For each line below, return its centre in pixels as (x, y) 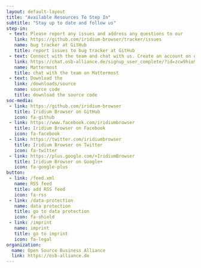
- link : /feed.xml (32, 178)
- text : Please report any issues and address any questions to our (96, 34)
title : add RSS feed (40, 189)
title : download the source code (56, 95)
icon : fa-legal (33, 239)
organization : (24, 245)
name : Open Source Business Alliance (59, 250)
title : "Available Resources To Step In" (59, 17)
